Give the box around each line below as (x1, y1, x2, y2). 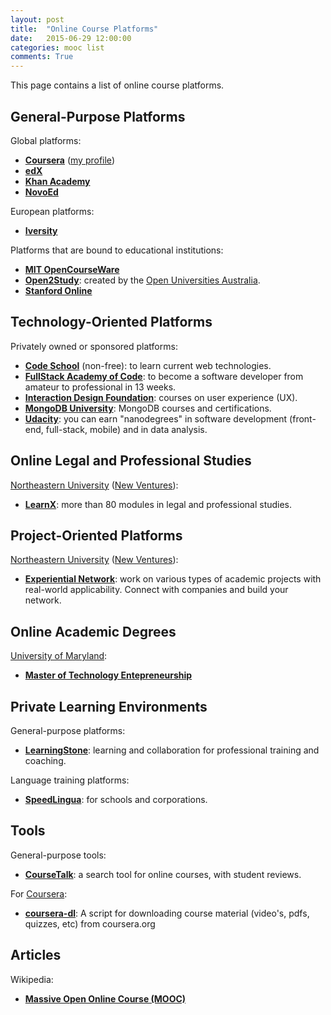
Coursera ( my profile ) (24, 154, 115, 166)
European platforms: (10, 205, 95, 217)
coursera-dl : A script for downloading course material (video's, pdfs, (24, 907, 310, 919)
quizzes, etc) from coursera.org (24, 917, 156, 930)
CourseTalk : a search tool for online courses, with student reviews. (24, 868, 302, 880)
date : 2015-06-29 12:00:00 (10, 33, 132, 43)
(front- (289, 412, 317, 425)
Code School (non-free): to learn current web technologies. (24, 359, 272, 371)
